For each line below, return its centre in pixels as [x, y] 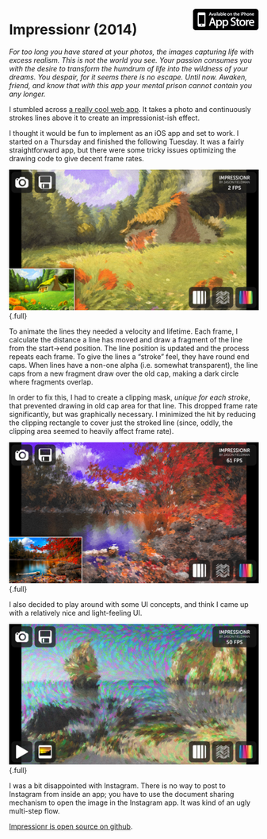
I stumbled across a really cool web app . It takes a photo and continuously [130, 109]
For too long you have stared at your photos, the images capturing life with [132, 52]
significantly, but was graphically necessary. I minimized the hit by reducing [133, 415]
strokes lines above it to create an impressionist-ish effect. [105, 118]
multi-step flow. [34, 811]
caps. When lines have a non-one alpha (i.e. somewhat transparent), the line [133, 365]
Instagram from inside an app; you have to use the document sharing [122, 795]
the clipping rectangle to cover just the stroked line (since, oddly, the [121, 423]
